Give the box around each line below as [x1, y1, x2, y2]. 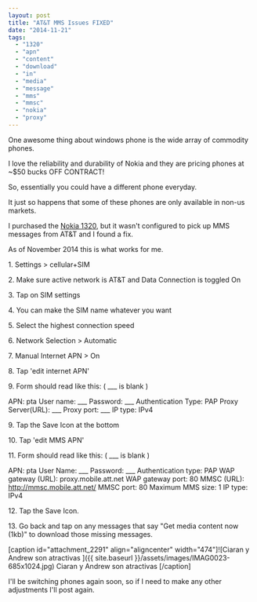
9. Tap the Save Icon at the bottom [8, 420, 120, 429]
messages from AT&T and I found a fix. [8, 229, 133, 239]
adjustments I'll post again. [8, 585, 96, 594]
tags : [8, 33, 26, 42]
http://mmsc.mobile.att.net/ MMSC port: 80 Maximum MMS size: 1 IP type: [8, 482, 248, 491]
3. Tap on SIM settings [8, 290, 81, 299]
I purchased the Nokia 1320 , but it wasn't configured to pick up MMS [8, 221, 230, 230]
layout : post [8, 11, 51, 20]
